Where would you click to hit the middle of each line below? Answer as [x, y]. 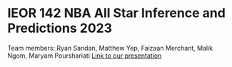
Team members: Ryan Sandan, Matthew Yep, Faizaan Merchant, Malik [110, 48]
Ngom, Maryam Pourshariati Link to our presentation [85, 56]
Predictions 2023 [60, 28]
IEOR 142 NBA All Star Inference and [117, 13]
